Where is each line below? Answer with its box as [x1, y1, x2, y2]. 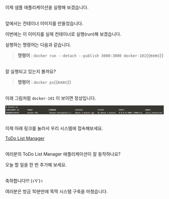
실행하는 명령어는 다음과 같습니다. [5, 42, 71, 48]
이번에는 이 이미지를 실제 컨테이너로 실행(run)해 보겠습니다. [5, 31, 122, 37]
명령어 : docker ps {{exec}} [17, 79, 71, 85]
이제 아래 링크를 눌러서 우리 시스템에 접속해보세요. [5, 125, 104, 131]
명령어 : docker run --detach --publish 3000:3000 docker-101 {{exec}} [17, 52, 164, 58]
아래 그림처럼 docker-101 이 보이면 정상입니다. [5, 95, 97, 101]
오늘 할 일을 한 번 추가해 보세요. [5, 161, 67, 167]
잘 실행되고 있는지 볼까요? [5, 68, 56, 74]
